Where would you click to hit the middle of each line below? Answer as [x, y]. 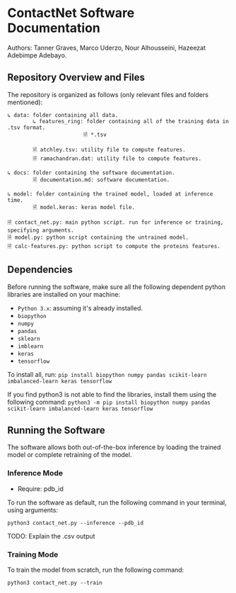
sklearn [29, 339]
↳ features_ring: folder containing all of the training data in [131, 121]
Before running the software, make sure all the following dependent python [117, 287]
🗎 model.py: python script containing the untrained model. [98, 237]
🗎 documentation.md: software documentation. [101, 180]
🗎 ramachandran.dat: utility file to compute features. [117, 158]
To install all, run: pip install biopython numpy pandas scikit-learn [107, 374]
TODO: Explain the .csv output [51, 536]
